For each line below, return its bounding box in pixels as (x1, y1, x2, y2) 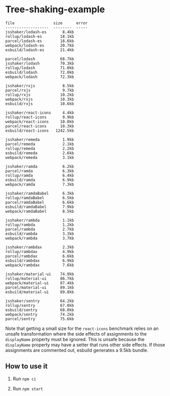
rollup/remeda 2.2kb (5, 146, 74, 151)
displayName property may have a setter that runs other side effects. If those (5, 342, 165, 348)
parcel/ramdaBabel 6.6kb (5, 200, 74, 205)
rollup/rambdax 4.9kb (5, 249, 74, 254)
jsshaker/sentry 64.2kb (5, 298, 74, 303)
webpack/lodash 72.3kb (5, 74, 74, 79)
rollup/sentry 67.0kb (5, 303, 74, 308)
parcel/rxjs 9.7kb (5, 88, 74, 93)
